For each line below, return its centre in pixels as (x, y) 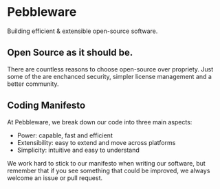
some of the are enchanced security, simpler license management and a (109, 76)
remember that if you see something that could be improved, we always (109, 170)
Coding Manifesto (46, 105)
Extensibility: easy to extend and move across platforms (96, 142)
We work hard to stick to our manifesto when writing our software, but (107, 163)
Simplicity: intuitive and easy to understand (78, 150)
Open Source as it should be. (70, 53)
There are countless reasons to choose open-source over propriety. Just (110, 69)
